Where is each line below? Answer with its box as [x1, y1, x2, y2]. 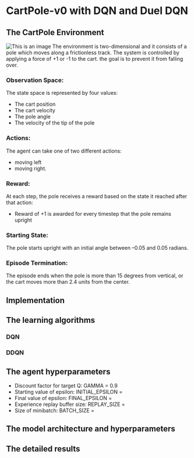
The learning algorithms [6, 315, 96, 325]
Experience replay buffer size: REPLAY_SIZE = [14, 401, 125, 408]
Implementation [6, 295, 65, 305]
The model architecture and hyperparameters [6, 424, 176, 434]
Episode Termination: [6, 259, 68, 267]
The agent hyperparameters [6, 367, 111, 377]
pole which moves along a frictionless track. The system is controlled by [6, 49, 179, 56]
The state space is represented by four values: [6, 89, 118, 97]
